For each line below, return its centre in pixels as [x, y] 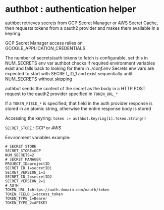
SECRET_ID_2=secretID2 [28, 177]
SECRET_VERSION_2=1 [25, 181]
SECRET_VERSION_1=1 [25, 172]
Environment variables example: [38, 137]
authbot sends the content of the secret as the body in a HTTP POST [75, 88]
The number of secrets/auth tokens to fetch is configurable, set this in [76, 57]
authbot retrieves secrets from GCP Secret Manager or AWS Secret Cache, [82, 23]
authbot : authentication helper [71, 9]
